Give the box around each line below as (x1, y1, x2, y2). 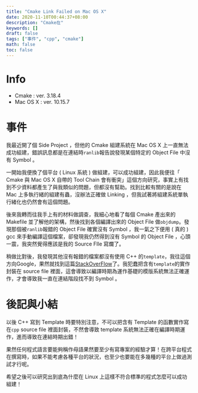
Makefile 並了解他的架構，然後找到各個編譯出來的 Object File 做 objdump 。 (6, 218, 184, 225)
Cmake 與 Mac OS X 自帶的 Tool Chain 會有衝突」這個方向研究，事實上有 (6, 176, 184, 183)
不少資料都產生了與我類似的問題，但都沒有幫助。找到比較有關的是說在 (11, 184, 181, 191)
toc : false (6, 47, 33, 53)
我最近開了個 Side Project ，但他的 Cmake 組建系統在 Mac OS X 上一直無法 (6, 141, 189, 148)
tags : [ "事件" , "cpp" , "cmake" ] (6, 36, 84, 42)
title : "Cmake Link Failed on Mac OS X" (6, 8, 107, 15)
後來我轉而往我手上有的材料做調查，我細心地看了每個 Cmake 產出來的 (6, 211, 176, 218)
